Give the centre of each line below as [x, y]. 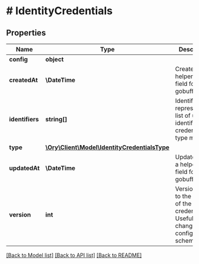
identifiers [24, 119]
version [20, 215]
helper [184, 76]
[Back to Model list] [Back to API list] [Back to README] [74, 255]
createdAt [24, 80]
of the [183, 204]
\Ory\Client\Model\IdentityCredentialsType [107, 147]
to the [183, 196]
